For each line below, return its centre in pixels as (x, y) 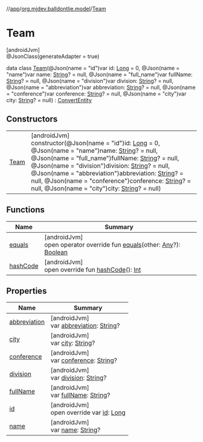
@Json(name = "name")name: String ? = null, (95, 151)
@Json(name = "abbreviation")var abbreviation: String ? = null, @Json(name (101, 87)
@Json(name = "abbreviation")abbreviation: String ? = (107, 173)
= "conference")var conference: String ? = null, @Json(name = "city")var (96, 94)
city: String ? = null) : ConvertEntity (49, 100)
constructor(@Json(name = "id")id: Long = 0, (95, 143)
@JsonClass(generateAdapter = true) (53, 56)
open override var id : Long (88, 412)
